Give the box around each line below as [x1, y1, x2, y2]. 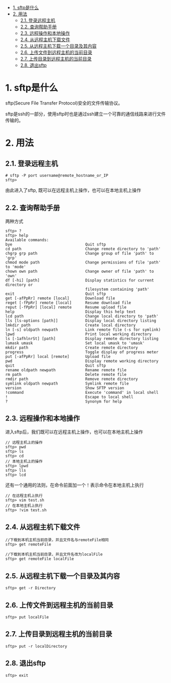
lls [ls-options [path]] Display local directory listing [5, 318, 157, 323]
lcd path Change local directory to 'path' [5, 313, 159, 319]
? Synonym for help [5, 399, 123, 404]
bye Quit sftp [5, 242, 106, 247]
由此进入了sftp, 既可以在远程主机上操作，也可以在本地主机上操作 [5, 187, 141, 193]
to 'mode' [5, 264, 27, 269]
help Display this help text [5, 309, 136, 314]
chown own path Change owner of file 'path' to [5, 269, 154, 274]
